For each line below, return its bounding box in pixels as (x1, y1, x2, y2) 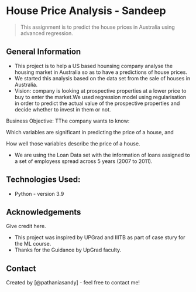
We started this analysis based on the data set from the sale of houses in (14, 74, 191, 82)
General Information (6, 47, 81, 57)
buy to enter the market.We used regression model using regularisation (14, 93, 187, 100)
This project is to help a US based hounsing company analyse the (14, 62, 173, 69)
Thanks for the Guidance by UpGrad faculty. (14, 246, 122, 253)
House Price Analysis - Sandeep (6, 4, 166, 18)
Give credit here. (6, 223, 46, 230)
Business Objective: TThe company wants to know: (6, 117, 130, 124)
